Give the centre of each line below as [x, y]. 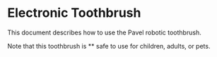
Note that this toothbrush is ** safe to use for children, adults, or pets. [109, 46]
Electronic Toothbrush [74, 13]
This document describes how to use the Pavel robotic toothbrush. [104, 32]
